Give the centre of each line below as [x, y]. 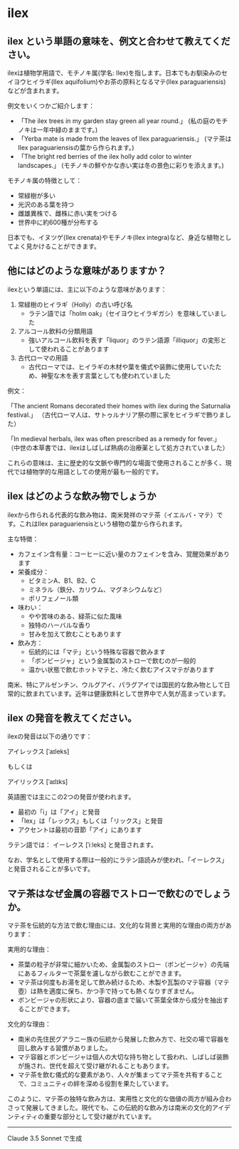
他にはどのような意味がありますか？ [87, 271]
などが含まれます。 [35, 91]
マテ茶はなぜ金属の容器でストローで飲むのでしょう [119, 893]
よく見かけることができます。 [57, 246]
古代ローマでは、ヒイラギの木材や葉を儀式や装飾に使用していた [122, 366]
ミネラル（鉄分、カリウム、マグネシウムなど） [97, 589]
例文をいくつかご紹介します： [51, 106]
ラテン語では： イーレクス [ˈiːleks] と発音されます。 [83, 845]
